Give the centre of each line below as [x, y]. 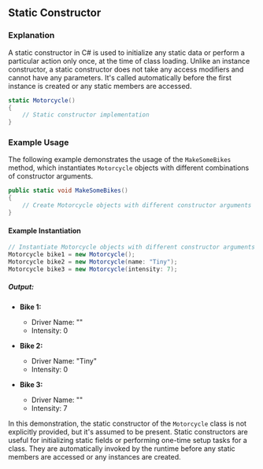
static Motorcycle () [42, 100]
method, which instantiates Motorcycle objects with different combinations [129, 168]
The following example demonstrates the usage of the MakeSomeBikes [120, 160]
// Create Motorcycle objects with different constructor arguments [137, 205]
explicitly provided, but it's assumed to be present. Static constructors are [128, 431]
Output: [21, 287]
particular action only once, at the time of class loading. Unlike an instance [129, 61]
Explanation [31, 35]
